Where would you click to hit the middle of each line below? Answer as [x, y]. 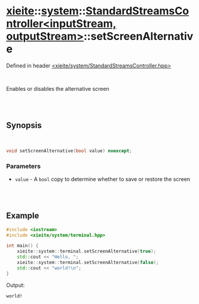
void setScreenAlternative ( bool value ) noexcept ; [69, 151]
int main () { [22, 246]
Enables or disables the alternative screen [58, 88]
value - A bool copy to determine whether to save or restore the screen [102, 179]
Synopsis [24, 126]
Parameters [23, 166]
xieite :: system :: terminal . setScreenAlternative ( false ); [88, 263]
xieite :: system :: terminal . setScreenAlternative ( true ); [87, 251]
